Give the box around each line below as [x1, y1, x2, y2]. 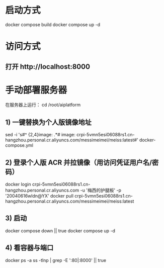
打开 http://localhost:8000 [5, 62, 91, 71]
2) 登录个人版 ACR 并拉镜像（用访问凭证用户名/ [5, 158, 152, 166]
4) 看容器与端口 [5, 243, 54, 252]
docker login [5, 182, 31, 188]
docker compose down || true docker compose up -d [5, 227, 116, 234]
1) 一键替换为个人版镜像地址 [5, 118, 92, 126]
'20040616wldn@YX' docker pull [5, 193, 74, 199]
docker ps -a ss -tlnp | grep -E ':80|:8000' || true [5, 257, 107, 263]
